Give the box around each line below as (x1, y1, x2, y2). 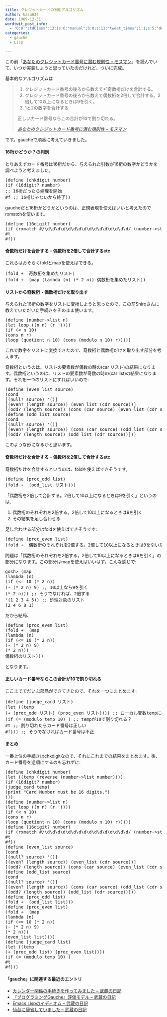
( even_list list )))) (5, 934, 56, 940)
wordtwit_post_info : (5, 21, 48, 26)
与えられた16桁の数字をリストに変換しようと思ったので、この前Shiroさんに (5, 301, 160, 307)
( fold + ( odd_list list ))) (5, 899, 74, 905)
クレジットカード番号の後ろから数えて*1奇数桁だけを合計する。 (24, 86, 156, 92)
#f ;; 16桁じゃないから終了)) (5, 194, 71, 200)
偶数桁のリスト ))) (5, 653, 44, 659)
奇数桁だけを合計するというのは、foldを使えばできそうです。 (5, 466, 130, 472)
